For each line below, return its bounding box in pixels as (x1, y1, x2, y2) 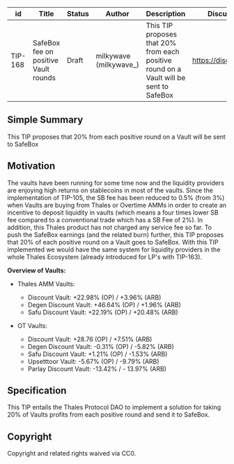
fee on (32, 47, 54, 56)
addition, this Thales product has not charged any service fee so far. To (7, 223, 212, 231)
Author (105, 9, 130, 18)
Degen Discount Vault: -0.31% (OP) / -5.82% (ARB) (27, 342, 174, 350)
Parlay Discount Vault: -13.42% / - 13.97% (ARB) (27, 364, 167, 373)
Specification (7, 385, 67, 396)
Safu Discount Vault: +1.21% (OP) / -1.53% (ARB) (27, 350, 168, 358)
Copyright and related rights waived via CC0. (7, 449, 136, 458)
